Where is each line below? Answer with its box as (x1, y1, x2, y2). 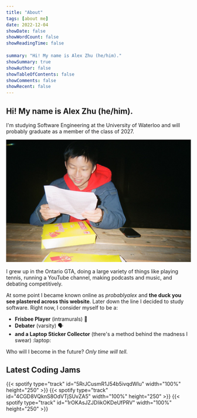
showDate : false (6, 28, 46, 34)
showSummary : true (6, 59, 51, 64)
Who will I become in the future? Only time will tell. (6, 348, 128, 355)
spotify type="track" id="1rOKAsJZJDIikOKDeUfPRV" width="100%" (6, 399, 172, 406)
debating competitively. (6, 280, 63, 287)
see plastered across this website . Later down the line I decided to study (6, 298, 184, 305)
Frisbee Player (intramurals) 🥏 (14, 315, 88, 322)
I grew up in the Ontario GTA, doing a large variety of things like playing (6, 267, 179, 275)
